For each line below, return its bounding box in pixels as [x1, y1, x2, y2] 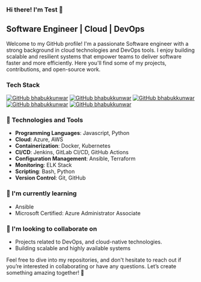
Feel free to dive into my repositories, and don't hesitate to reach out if [6, 256, 182, 263]
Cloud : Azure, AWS [14, 136, 63, 143]
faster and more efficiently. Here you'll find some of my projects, [6, 59, 167, 66]
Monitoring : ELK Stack [14, 161, 72, 169]
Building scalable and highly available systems [14, 244, 131, 252]
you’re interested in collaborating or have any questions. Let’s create [6, 262, 177, 270]
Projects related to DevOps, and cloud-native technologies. [14, 238, 162, 245]
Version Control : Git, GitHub [14, 174, 86, 181]
